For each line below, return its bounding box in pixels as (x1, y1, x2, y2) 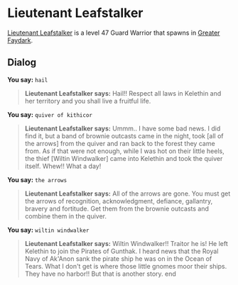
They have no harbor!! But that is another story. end (24, 269, 176, 278)
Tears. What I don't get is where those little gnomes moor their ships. (24, 262, 227, 270)
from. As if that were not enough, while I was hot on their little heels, (24, 147, 225, 155)
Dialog (7, 57, 37, 69)
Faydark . (7, 35, 33, 44)
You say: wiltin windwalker (7, 225, 90, 234)
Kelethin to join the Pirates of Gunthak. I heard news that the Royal (24, 247, 219, 255)
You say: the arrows (7, 175, 67, 184)
